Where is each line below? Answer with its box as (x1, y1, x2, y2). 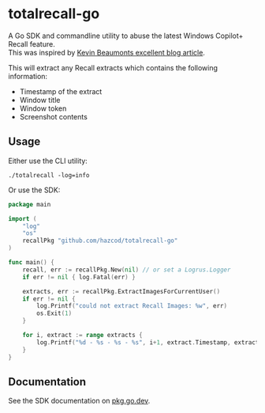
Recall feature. (8, 39, 55, 48)
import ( (8, 214, 37, 222)
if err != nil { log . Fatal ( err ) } (22, 273, 136, 281)
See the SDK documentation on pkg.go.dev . (8, 396, 151, 406)
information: (8, 71, 48, 81)
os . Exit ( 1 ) (36, 309, 73, 317)
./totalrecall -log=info (8, 171, 90, 179)
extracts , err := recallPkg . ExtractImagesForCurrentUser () (22, 287, 221, 295)
